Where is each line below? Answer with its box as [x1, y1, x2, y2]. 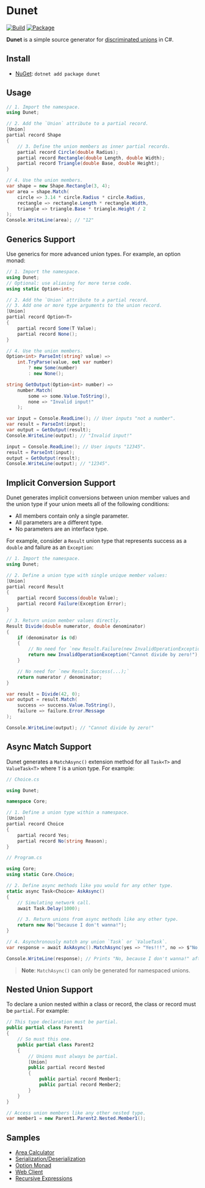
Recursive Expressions [15, 1175, 73, 1182]
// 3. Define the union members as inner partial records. [17, 143, 171, 149]
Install [6, 53, 31, 64]
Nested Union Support [6, 985, 93, 995]
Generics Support [6, 234, 76, 244]
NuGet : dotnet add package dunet [15, 70, 101, 77]
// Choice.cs [6, 776, 40, 782]
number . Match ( [17, 387, 53, 393]
